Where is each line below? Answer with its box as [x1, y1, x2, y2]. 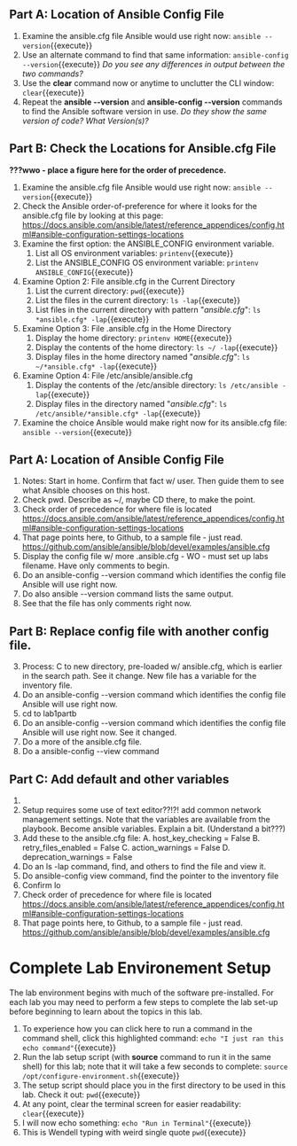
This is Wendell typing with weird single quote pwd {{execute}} [21, 1127, 246, 1137]
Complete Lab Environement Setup [9, 958, 272, 978]
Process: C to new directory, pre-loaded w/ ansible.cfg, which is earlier [21, 661, 283, 672]
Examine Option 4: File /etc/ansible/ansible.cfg [21, 370, 193, 380]
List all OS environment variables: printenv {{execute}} [35, 247, 234, 258]
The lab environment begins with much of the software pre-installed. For [9, 987, 275, 998]
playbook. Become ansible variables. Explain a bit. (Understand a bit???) [21, 823, 286, 834]
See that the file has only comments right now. [21, 598, 192, 609]
